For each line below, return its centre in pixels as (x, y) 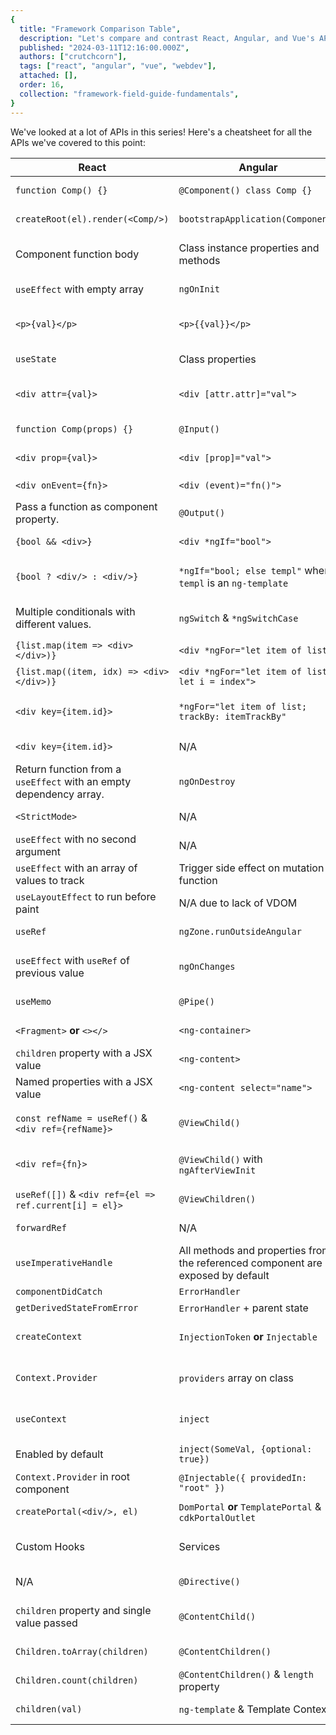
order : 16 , (42, 85)
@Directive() (209, 1581)
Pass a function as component (86, 506)
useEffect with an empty (73, 781)
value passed (46, 1623)
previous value (50, 973)
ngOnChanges (207, 966)
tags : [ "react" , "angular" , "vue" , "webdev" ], (118, 66)
